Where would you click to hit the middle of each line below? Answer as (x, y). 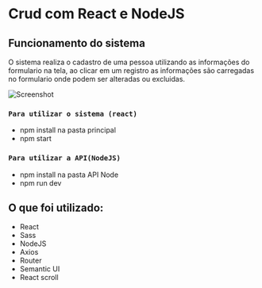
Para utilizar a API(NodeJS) (65, 158)
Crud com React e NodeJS (96, 14)
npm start (35, 139)
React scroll (39, 278)
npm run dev (40, 182)
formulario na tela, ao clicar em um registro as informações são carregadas (131, 71)
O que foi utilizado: (56, 207)
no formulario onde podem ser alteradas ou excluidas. (96, 79)
